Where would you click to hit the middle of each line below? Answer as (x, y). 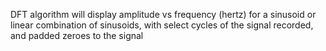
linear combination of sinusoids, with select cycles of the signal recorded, (162, 25)
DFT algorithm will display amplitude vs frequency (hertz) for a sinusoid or (163, 14)
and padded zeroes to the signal (77, 35)
